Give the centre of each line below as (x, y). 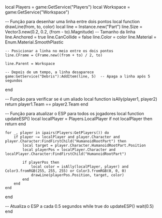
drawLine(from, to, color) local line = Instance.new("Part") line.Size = (74, 27)
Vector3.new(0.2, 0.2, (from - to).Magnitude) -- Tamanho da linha (70, 32)
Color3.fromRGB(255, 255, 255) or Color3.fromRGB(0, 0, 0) (66, 171)
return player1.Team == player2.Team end (47, 104)
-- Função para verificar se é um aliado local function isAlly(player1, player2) (81, 99)
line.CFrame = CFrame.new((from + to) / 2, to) (54, 55)
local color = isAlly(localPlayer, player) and (80, 167)
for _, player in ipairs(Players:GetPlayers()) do (57, 133)
